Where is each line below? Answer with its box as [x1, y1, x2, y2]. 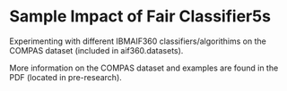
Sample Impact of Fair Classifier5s [9, 6, 272, 27]
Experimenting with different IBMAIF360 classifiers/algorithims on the [9, 36, 266, 46]
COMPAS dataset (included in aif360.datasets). [9, 45, 184, 55]
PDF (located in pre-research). [9, 71, 123, 82]
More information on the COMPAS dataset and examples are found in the [9, 62, 279, 73]
